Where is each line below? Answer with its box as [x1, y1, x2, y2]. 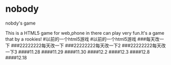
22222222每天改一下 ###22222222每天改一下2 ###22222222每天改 [19, 42, 166, 49]
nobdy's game [5, 20, 36, 26]
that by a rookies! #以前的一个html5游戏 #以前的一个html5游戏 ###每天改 [5, 36, 160, 42]
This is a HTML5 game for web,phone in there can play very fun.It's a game [5, 30, 165, 36]
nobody [5, 3, 39, 15]
